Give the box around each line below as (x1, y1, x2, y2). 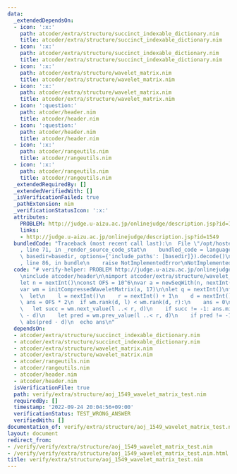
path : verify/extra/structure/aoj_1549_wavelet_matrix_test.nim (13, 391, 207, 398)
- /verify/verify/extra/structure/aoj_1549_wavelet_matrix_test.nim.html (7, 449, 229, 457)
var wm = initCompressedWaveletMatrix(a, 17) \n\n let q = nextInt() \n (20, 286, 229, 293)
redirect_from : (7, 437, 52, 444)
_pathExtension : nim (13, 200, 74, 208)
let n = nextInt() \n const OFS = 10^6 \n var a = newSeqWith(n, (20, 279, 203, 286)
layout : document (7, 430, 59, 437)
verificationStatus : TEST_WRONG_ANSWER (13, 411, 131, 418)
